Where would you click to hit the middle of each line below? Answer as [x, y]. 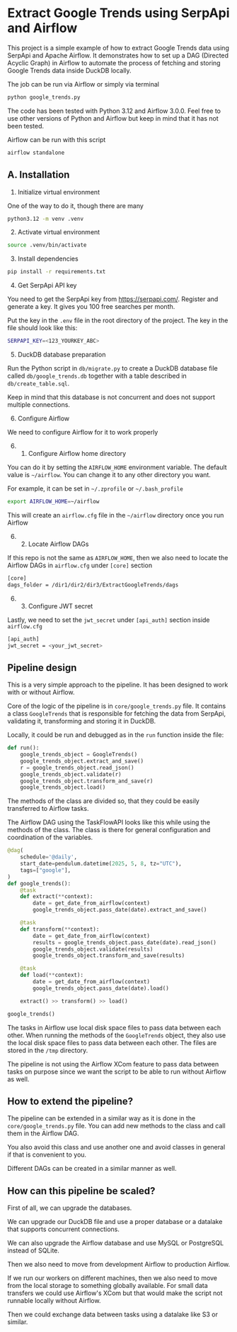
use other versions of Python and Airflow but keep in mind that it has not [113, 118]
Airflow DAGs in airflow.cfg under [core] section [80, 565]
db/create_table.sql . [39, 383]
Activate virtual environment [59, 232]
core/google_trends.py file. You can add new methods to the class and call [116, 1126]
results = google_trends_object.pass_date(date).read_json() [125, 942]
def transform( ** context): [60, 929]
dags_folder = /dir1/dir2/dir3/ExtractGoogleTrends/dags [93, 585]
